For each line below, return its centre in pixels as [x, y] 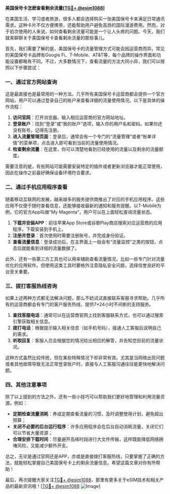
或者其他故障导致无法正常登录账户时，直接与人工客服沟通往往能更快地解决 [83, 364]
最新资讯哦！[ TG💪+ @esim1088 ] [57, 486]
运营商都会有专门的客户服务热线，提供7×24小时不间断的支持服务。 [84, 304]
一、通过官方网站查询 [31, 82]
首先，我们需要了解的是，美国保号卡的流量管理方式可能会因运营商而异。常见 [85, 48]
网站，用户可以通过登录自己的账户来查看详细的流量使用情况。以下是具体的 [83, 101]
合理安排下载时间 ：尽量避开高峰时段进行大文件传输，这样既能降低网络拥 [88, 439]
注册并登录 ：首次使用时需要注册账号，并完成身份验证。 [70, 235]
